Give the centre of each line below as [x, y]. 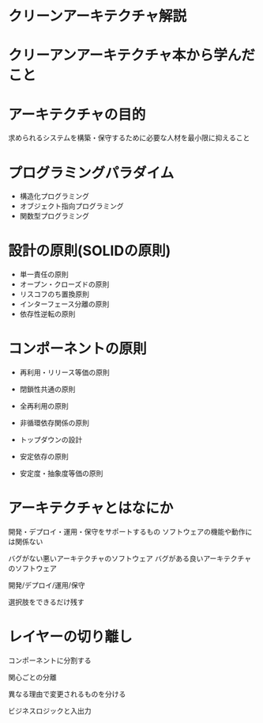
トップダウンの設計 [51, 440]
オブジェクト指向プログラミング [71, 206]
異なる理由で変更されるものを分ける [67, 694]
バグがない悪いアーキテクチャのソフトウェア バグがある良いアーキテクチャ [130, 558]
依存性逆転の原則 [47, 314]
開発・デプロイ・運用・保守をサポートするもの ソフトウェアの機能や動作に [130, 532]
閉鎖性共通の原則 [47, 390]
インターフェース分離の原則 [64, 304]
